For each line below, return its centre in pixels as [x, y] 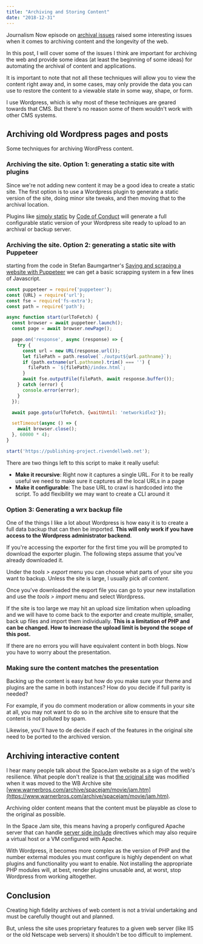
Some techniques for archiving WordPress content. [70, 148]
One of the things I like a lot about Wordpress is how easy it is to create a [98, 523]
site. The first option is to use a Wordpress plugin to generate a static [92, 191]
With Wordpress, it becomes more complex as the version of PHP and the [98, 851]
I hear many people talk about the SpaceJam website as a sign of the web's [101, 771]
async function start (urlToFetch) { [52, 317]
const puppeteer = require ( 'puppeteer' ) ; [59, 289]
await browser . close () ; [47, 429]
